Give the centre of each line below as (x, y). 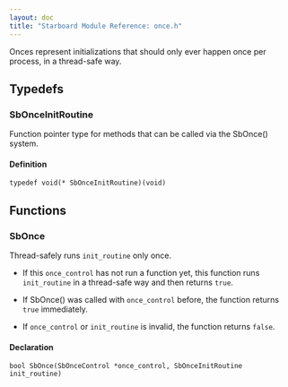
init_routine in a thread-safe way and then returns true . (127, 282)
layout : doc (31, 17)
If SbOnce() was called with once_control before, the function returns (151, 300)
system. (24, 143)
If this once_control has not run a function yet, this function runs (141, 273)
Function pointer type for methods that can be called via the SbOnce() (139, 134)
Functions (38, 210)
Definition (28, 164)
